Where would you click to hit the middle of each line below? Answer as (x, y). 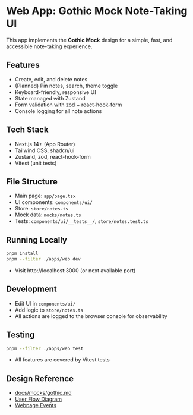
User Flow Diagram (38, 399)
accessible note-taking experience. (49, 46)
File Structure (32, 182)
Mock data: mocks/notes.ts (48, 215)
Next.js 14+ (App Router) (45, 144)
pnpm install (22, 254)
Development (32, 289)
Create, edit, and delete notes (51, 79)
